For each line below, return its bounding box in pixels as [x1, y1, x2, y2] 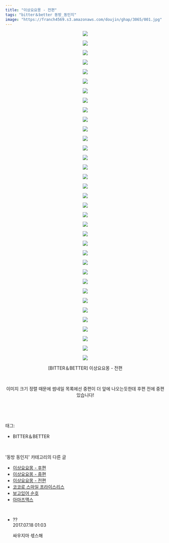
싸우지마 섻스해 [12, 532, 43, 539]
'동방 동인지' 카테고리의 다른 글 [5, 454, 66, 460]
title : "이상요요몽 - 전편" [5, 7, 57, 13]
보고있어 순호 [12, 490, 39, 496]
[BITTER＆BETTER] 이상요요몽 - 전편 [48, 365, 123, 371]
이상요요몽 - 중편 [12, 471, 47, 477]
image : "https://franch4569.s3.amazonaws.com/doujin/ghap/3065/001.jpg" [5, 17, 162, 22]
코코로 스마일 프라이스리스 [12, 484, 65, 490]
